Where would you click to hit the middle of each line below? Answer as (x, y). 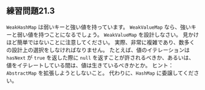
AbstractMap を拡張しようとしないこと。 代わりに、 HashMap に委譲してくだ (100, 73)
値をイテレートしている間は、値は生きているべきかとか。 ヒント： (90, 65)
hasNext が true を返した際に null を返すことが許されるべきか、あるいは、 (100, 58)
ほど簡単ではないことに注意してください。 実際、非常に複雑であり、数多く (101, 42)
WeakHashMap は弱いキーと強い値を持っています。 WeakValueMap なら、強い (99, 27)
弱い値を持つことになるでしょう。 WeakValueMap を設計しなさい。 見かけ (108, 34)
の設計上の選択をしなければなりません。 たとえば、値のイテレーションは (98, 50)
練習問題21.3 (31, 11)
